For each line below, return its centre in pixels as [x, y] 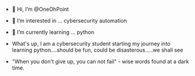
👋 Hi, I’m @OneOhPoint [40, 9]
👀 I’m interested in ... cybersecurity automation [69, 20]
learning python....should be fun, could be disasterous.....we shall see [97, 50]
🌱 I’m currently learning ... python [53, 32]
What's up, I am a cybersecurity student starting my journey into [91, 44]
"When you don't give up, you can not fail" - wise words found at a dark [100, 61]
